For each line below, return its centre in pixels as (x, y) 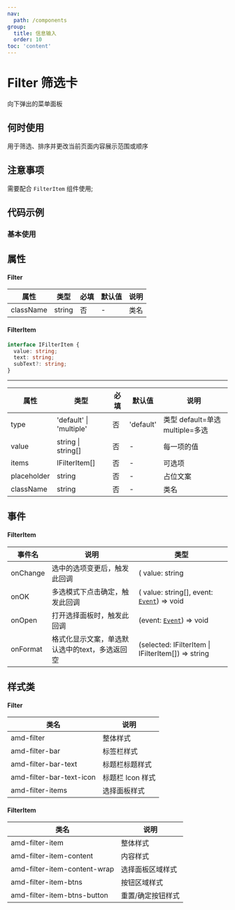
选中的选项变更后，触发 (90, 568)
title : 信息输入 (35, 33)
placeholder (30, 476)
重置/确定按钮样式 (150, 896)
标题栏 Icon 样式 (129, 778)
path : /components (41, 20)
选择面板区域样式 (149, 869)
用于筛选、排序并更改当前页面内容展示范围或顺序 (78, 146)
